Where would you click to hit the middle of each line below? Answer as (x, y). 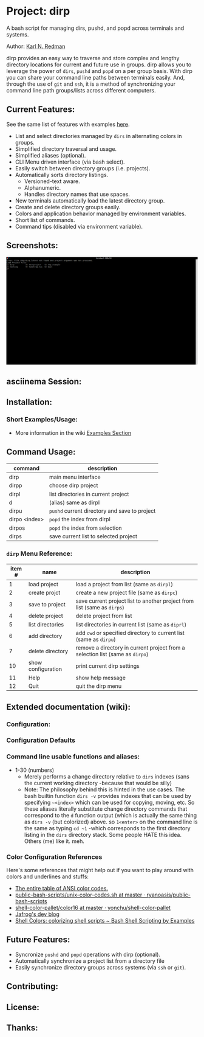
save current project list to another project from (135, 601)
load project (43, 584)
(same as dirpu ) (96, 639)
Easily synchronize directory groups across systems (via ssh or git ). (100, 967)
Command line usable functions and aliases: (73, 757)
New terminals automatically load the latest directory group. (90, 200)
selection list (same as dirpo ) (112, 654)
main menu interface (75, 477)
